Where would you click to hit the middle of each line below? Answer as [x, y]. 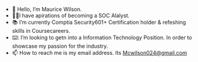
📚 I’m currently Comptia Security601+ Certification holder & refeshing [99, 22]
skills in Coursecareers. [41, 31]
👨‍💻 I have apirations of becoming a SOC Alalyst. [71, 15]
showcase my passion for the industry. [60, 46]
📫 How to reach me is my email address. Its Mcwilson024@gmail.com [100, 53]
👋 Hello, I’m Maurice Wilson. [47, 9]
